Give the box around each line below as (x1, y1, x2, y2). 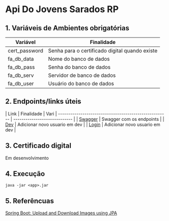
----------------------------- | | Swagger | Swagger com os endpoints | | (13, 116, 164, 122)
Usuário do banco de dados (48, 80, 114, 87)
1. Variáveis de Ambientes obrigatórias (5, 24, 130, 32)
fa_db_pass (8, 64, 35, 70)
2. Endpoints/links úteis (5, 97, 81, 106)
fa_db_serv (8, 72, 34, 79)
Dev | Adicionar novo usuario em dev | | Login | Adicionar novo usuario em (5, 121, 160, 127)
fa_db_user (8, 80, 34, 87)
